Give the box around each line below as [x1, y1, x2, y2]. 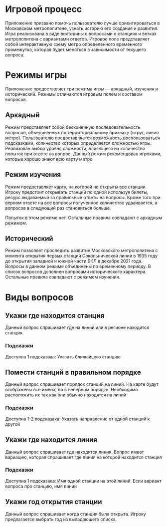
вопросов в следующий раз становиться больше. [5, 205, 111, 211]
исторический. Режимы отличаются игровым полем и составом [5, 91, 143, 97]
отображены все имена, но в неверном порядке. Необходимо [5, 387, 138, 393]
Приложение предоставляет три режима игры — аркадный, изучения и [5, 86, 159, 92]
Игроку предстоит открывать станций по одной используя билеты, [5, 189, 149, 195]
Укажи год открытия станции [5, 498, 102, 506]
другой [5, 421, 20, 427]
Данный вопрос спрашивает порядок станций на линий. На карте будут [5, 381, 159, 387]
